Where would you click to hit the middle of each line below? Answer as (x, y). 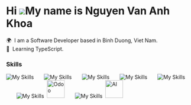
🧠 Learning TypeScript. (35, 49)
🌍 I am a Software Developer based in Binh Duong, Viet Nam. (82, 40)
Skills (14, 64)
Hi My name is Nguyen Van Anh (88, 11)
